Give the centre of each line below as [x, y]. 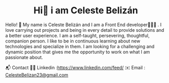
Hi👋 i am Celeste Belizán [86, 11]
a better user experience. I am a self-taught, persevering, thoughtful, [77, 35]
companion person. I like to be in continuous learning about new [73, 41]
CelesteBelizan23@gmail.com [37, 75]
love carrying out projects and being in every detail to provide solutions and [85, 30]
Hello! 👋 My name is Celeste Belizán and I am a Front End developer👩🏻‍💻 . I [83, 25]
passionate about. [24, 57]
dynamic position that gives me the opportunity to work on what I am [78, 52]
